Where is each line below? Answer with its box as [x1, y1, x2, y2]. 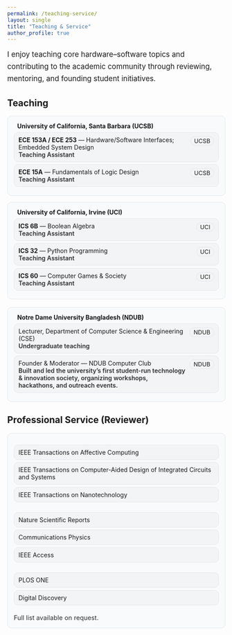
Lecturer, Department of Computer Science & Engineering [18, 327, 184, 335]
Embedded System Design [18, 143, 95, 151]
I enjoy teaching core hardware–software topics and [7, 50, 185, 60]
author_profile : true [7, 29, 70, 37]
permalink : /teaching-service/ [7, 10, 98, 17]
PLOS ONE [18, 576, 49, 584]
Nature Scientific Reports [18, 515, 90, 524]
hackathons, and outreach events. [18, 382, 118, 390]
